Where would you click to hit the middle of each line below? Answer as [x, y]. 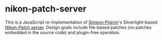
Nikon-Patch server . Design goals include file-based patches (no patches [78, 27]
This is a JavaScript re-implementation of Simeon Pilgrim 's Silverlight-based [81, 22]
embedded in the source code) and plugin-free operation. [63, 32]
